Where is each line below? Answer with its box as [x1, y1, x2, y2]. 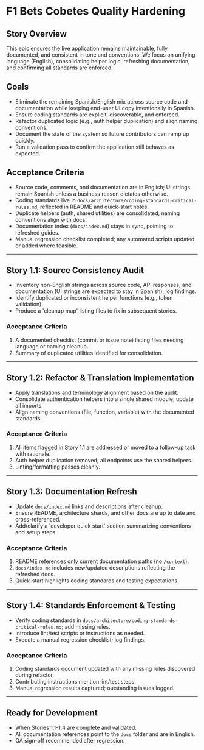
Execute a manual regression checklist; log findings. [15, 635, 146, 643]
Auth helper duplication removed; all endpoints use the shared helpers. [15, 456, 193, 464]
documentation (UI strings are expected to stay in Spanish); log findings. [15, 288, 197, 295]
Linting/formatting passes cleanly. [15, 463, 100, 470]
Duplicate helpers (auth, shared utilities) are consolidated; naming [15, 209, 180, 217]
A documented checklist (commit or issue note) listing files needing [15, 336, 184, 344]
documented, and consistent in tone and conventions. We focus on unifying [6, 51, 195, 58]
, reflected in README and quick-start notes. [37, 203, 149, 210]
